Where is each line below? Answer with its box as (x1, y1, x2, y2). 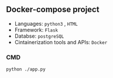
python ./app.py (6, 66, 46, 72)
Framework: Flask (14, 26, 59, 33)
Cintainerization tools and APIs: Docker (14, 38, 108, 45)
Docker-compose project (6, 5, 100, 15)
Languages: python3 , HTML (14, 20, 78, 27)
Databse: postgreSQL (14, 32, 64, 40)
